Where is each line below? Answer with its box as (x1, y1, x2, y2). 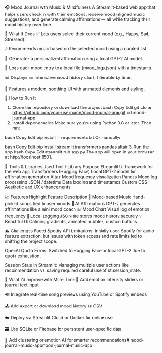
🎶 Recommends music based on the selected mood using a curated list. (5, 46, 147, 51)
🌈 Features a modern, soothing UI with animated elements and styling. (5, 86, 145, 92)
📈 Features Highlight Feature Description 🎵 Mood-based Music (5, 194, 132, 200)
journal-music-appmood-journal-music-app (5, 342, 93, 348)
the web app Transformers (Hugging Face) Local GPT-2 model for (5, 169, 136, 174)
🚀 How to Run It (5, 95, 36, 101)
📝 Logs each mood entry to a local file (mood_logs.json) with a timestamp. (5, 65, 153, 71)
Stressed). (5, 36, 26, 42)
